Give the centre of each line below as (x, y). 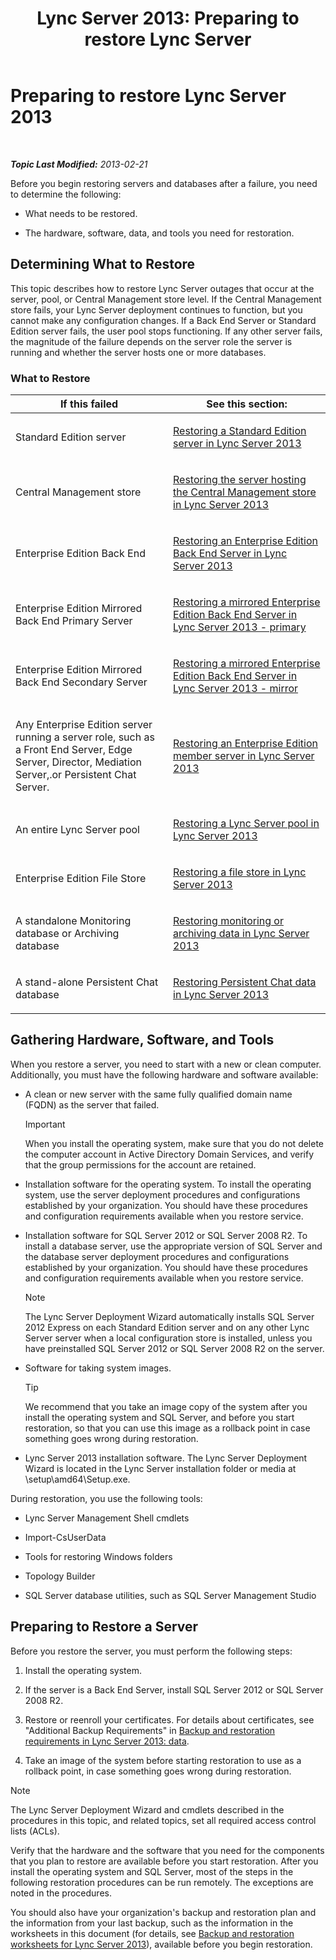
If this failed (89, 404)
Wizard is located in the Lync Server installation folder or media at (160, 1468)
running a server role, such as (85, 737)
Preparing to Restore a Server (104, 1627)
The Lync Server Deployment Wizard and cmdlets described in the (147, 1809)
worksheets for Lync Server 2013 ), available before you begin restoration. (161, 1944)
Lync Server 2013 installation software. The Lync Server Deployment (166, 1458)
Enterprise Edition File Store (81, 879)
